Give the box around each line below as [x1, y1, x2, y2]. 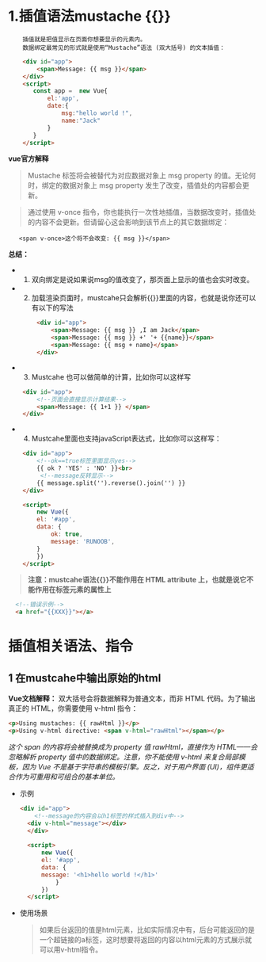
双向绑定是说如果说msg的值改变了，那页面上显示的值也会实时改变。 [31, 275, 254, 284]
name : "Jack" [61, 116, 101, 124]
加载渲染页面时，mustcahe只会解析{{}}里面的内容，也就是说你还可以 [31, 293, 256, 303]
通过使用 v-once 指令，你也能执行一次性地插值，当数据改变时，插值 [27, 208, 249, 217]
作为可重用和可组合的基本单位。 [14, 772, 120, 781]
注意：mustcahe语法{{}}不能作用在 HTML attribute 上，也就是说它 [27, 575, 247, 585]
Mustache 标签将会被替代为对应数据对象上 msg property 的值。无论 [27, 171, 249, 181]
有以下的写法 [31, 303, 74, 313]
